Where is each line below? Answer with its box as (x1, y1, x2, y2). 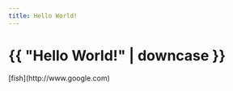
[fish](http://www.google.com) (8, 73, 111, 83)
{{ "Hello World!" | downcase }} (8, 46, 227, 64)
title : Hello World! (8, 11, 78, 20)
